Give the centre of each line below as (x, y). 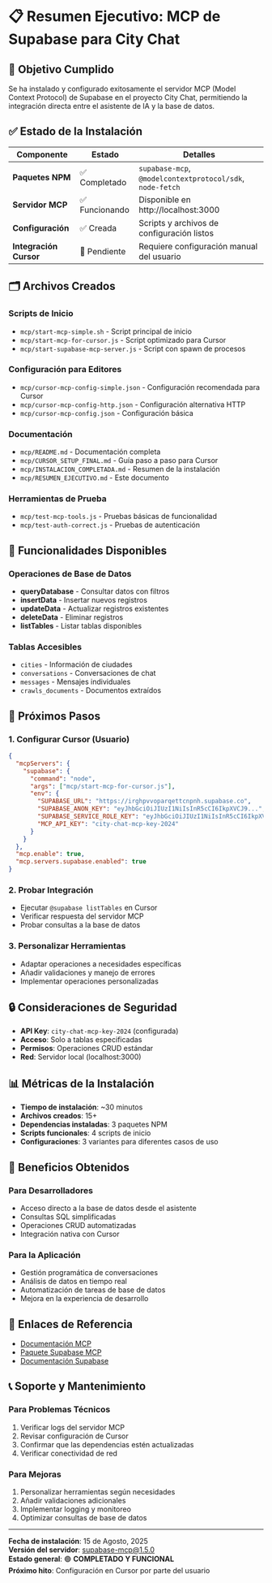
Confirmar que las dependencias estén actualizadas (107, 1444)
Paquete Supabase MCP (61, 1352)
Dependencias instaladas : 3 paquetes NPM (93, 1125)
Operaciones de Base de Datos (70, 573)
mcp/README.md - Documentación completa (90, 452)
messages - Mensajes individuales (75, 682)
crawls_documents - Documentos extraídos (91, 690)
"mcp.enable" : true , (50, 854)
